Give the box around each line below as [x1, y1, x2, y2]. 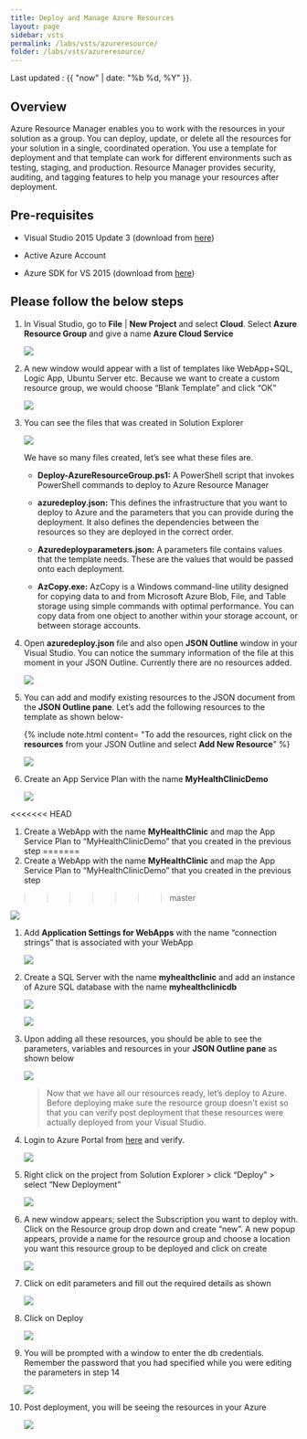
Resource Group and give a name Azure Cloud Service [23, 328, 234, 339]
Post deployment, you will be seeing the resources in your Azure [23, 1402, 267, 1413]
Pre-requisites [10, 207, 94, 224]
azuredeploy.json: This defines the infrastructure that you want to [37, 497, 288, 508]
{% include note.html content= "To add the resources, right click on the [23, 728, 293, 740]
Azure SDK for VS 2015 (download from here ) [23, 267, 196, 279]
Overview [10, 99, 68, 114]
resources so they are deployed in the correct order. [37, 526, 234, 537]
